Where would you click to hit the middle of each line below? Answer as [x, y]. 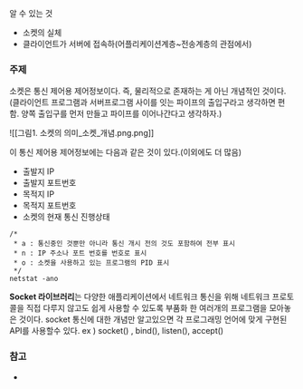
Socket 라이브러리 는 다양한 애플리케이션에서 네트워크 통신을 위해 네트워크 [140, 297]
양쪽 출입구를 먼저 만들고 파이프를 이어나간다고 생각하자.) [122, 114]
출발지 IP [38, 171]
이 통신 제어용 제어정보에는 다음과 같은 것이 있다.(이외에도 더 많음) [126, 152]
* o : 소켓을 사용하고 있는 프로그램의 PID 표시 [91, 263]
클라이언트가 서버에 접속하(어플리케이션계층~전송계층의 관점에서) [137, 44]
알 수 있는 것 [31, 13]
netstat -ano [34, 279]
